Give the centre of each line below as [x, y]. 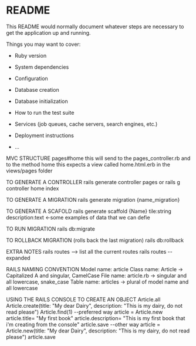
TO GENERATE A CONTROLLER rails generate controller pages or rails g [93, 182]
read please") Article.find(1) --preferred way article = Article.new [85, 312]
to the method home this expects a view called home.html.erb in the [88, 164]
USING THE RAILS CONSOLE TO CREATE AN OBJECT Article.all [83, 299]
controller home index [33, 188]
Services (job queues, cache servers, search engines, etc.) [86, 124]
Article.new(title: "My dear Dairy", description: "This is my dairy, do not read [98, 331]
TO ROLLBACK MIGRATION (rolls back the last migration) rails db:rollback [95, 240]
